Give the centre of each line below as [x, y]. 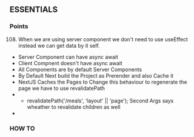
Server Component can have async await [68, 57]
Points [19, 26]
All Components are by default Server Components [80, 69]
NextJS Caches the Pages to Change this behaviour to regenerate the [103, 82]
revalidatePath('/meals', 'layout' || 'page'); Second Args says [100, 101]
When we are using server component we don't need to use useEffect [103, 39]
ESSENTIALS [34, 10]
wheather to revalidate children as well [74, 107]
